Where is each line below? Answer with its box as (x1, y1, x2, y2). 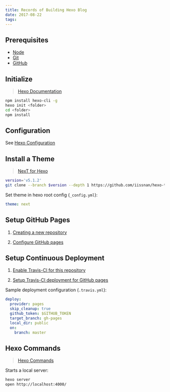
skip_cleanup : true (10, 306, 51, 312)
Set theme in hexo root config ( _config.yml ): (5, 192, 98, 198)
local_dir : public (10, 320, 49, 325)
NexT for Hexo (17, 168, 48, 174)
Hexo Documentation (17, 88, 62, 94)
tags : (5, 17, 17, 22)
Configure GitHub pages (12, 239, 64, 245)
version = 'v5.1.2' (5, 178, 42, 183)
